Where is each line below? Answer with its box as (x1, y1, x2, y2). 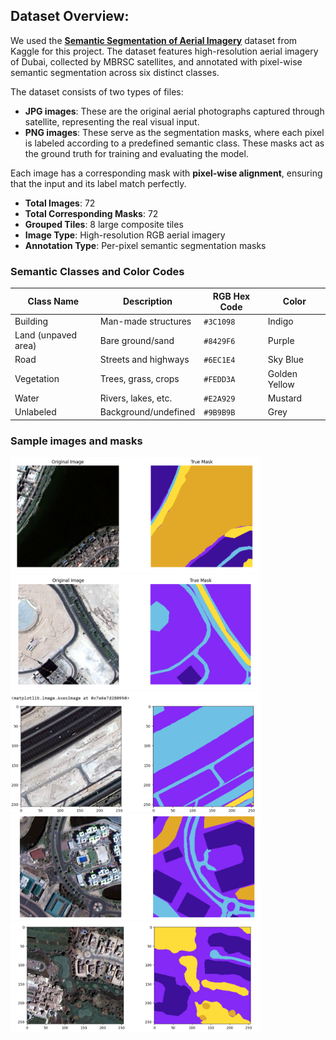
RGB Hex (212, 290, 251, 302)
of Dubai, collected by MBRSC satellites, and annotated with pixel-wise (10, 55, 303, 68)
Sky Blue (267, 354, 304, 366)
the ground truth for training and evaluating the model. (24, 147, 249, 159)
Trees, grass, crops (99, 373, 180, 385)
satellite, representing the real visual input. (24, 115, 200, 128)
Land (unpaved (14, 329, 78, 341)
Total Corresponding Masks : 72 (24, 207, 159, 219)
